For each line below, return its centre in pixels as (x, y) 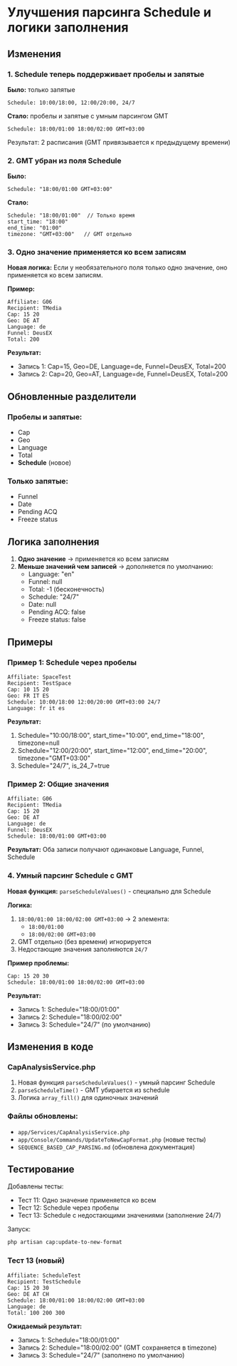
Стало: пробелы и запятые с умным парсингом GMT (88, 115)
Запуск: (19, 1229)
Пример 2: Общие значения (58, 784)
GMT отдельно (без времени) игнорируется (84, 941)
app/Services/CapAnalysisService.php (74, 1132)
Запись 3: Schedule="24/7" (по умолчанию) (84, 1024)
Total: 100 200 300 (36, 1313)
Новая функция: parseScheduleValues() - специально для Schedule (109, 891)
